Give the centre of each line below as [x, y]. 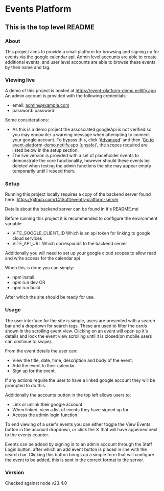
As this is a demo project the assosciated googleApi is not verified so [82, 129]
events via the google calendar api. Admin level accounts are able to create [81, 57]
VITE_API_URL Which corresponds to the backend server [70, 244]
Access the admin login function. [45, 415]
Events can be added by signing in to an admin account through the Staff [79, 444]
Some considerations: [27, 120]
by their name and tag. [28, 67]
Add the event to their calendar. [44, 365]
